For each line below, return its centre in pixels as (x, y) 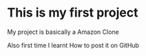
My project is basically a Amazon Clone (63, 32)
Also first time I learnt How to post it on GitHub (73, 45)
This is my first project (73, 13)
